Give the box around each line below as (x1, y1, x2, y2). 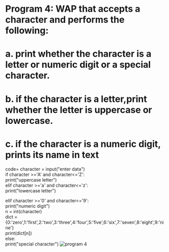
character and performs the (5, 14, 125, 26)
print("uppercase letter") (5, 177, 57, 183)
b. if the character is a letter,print (5, 93, 147, 105)
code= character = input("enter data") (5, 166, 85, 172)
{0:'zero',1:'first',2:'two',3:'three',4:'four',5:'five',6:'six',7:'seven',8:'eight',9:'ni (5, 219, 164, 225)
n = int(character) (5, 208, 42, 214)
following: (5, 25, 49, 36)
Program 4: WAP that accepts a (5, 3, 140, 15)
